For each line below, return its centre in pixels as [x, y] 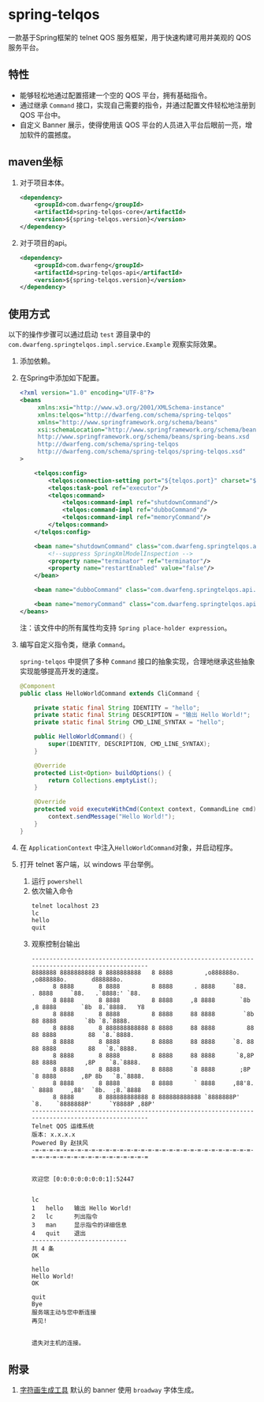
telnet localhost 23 [65, 906]
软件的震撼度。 [51, 134]
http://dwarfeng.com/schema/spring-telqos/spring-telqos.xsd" [141, 452]
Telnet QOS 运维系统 [63, 1127]
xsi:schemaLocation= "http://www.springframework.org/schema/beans [149, 430]
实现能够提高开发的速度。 [61, 671]
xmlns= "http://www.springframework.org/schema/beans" [128, 422]
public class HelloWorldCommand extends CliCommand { [110, 693]
